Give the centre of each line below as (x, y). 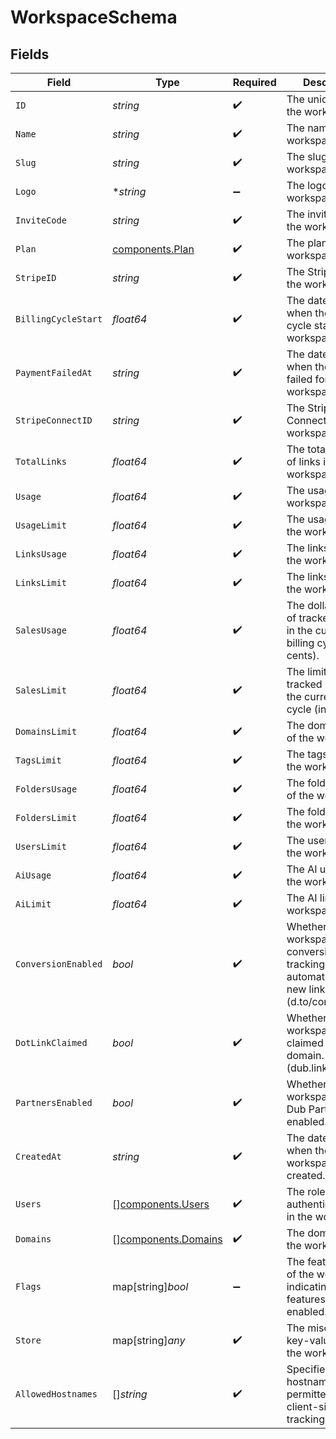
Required (254, 82)
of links (303, 461)
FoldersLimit (46, 817)
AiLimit (33, 904)
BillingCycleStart (59, 319)
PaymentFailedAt (54, 372)
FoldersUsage (46, 789)
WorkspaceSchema (94, 17)
